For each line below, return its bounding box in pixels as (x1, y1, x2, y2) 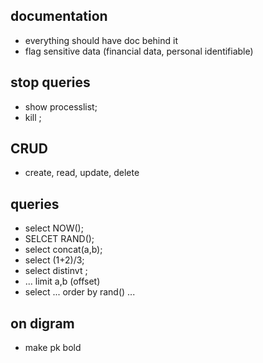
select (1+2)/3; (24, 254, 85, 266)
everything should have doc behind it (24, 34, 178, 46)
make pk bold (24, 342, 82, 354)
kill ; (24, 111, 42, 123)
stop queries (10, 74, 91, 91)
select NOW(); (24, 222, 84, 234)
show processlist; (24, 100, 98, 113)
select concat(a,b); (24, 244, 103, 256)
